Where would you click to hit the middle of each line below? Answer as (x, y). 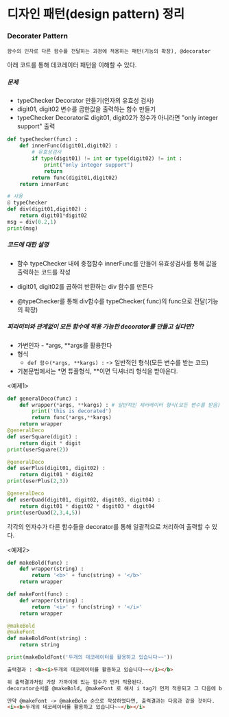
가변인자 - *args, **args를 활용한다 (64, 345)
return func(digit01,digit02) (75, 178)
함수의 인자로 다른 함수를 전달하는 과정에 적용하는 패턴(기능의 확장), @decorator (109, 51)
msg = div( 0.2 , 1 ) (32, 222)
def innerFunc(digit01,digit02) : (69, 146)
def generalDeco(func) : (43, 399)
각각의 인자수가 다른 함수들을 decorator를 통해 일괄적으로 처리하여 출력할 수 (109, 526)
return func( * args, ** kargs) (72, 418)
